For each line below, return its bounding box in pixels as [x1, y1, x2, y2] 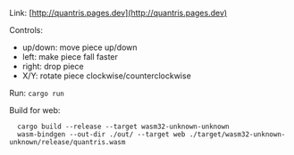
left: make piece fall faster [21, 52, 119, 61]
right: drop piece [21, 61, 84, 71]
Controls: [9, 25, 43, 35]
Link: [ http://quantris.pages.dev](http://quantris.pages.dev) [9, 8, 228, 18]
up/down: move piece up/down [21, 42, 138, 53]
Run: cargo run [9, 88, 64, 98]
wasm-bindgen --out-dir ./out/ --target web [17, 130, 186, 139]
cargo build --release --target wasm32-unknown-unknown [17, 122, 230, 131]
